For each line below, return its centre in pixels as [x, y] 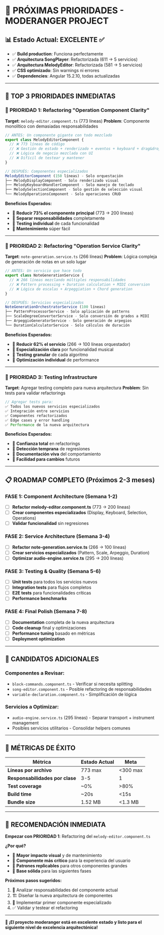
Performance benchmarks [39, 598]
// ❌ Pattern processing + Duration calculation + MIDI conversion [80, 285]
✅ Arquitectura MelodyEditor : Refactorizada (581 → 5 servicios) [77, 65]
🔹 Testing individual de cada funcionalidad [56, 224]
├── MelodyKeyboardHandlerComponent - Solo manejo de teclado [70, 185]
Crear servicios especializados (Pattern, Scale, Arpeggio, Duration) [81, 552]
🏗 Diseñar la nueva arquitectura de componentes [62, 896]
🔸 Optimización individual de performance [55, 360]
